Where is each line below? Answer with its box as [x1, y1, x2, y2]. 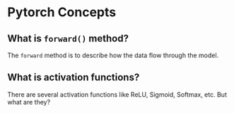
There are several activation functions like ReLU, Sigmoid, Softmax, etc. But [7, 90, 228, 99]
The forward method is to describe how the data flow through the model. [7, 51, 219, 59]
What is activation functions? [7, 71, 140, 83]
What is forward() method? [7, 32, 129, 44]
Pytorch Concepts [7, 4, 117, 20]
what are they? [7, 97, 51, 106]
